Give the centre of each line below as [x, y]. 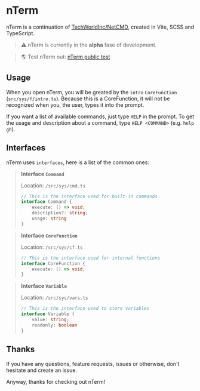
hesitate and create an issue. [42, 370]
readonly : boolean [55, 325]
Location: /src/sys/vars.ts [54, 298]
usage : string [49, 218]
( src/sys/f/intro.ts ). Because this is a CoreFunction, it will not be [88, 98]
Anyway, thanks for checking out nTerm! [56, 381]
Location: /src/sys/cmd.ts [53, 185]
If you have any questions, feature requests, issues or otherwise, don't [93, 364]
